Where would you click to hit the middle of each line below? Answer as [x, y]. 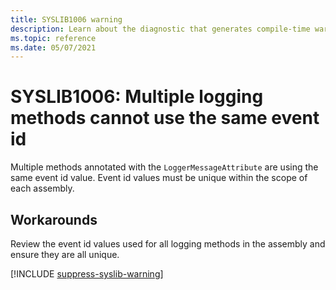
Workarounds [54, 219]
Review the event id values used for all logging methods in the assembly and [168, 244]
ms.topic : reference [53, 38]
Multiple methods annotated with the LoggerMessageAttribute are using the [164, 167]
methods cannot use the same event [165, 118]
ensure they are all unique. [65, 254]
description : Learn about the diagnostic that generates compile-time [160, 29]
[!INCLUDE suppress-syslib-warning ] [87, 274]
